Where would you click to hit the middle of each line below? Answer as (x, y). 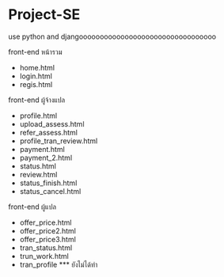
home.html (37, 67)
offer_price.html (46, 222)
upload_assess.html (52, 123)
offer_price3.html (48, 239)
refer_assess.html (48, 132)
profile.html (38, 116)
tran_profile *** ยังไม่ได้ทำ (59, 264)
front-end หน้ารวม (35, 51)
